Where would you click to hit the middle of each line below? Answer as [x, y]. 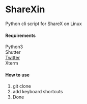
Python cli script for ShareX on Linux [44, 24]
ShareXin [25, 9]
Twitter [13, 58]
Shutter [13, 52]
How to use [17, 75]
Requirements [21, 35]
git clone [22, 86]
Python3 [14, 47]
